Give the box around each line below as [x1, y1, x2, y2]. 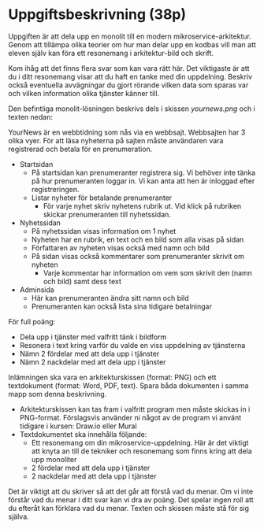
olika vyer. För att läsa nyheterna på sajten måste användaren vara [8, 135, 224, 145]
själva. [8, 512, 29, 521]
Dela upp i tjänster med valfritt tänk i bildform [19, 332, 167, 342]
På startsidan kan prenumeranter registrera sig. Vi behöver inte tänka [31, 168, 256, 177]
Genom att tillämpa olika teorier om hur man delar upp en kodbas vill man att [8, 39, 256, 49]
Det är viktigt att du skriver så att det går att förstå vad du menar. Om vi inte [8, 486, 254, 496]
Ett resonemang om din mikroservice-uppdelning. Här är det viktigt [31, 438, 249, 447]
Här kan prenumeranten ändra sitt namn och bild [31, 293, 189, 302]
